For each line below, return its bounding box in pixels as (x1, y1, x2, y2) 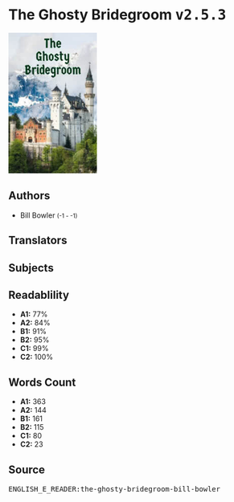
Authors (8, 189, 51, 202)
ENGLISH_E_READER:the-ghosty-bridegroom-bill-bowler (8, 484, 221, 493)
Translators (8, 234, 68, 247)
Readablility (8, 288, 70, 302)
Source (8, 463, 46, 476)
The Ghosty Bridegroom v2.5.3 (8, 6, 227, 24)
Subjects (8, 261, 54, 275)
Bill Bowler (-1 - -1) (19, 210, 78, 220)
